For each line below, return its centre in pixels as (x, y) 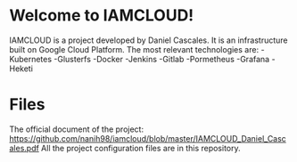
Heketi (21, 69)
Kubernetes (30, 59)
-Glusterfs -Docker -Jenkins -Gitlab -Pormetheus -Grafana (161, 59)
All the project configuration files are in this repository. (141, 148)
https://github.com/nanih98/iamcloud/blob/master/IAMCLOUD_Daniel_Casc (148, 138)
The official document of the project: (77, 129)
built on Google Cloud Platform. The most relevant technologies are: (134, 49)
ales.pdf (25, 148)
